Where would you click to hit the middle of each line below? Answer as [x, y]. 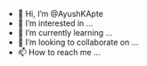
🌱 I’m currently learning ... [65, 33]
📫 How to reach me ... [59, 52]
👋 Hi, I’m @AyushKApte [61, 14]
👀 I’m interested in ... [55, 23]
